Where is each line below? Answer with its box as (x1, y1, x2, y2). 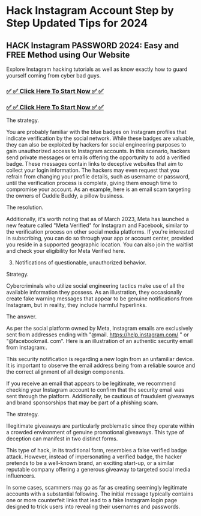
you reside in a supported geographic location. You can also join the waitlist (6, 241, 194, 248)
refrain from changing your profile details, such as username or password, (6, 173, 190, 180)
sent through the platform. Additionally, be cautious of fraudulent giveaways (6, 393, 194, 400)
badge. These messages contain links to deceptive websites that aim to (6, 160, 183, 168)
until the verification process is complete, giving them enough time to (6, 180, 178, 187)
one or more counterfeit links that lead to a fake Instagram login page (6, 497, 178, 504)
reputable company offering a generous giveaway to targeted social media (6, 466, 191, 473)
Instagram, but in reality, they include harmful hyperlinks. (6, 302, 147, 309)
